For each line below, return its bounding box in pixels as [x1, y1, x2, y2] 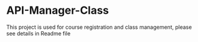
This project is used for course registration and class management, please [6, 23, 193, 31]
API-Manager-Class [6, 4, 109, 17]
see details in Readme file [6, 29, 71, 37]
